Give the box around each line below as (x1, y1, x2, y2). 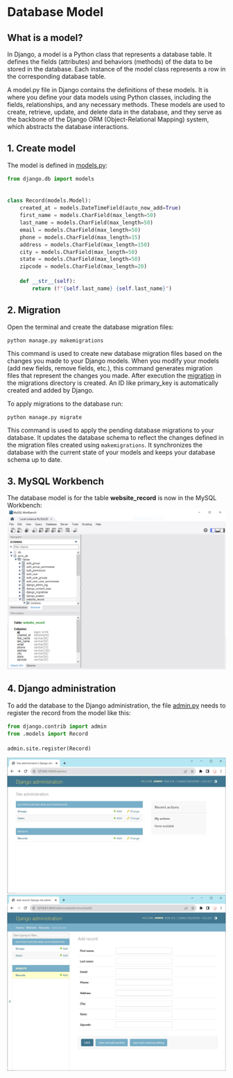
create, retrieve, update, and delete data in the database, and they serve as (7, 108, 222, 116)
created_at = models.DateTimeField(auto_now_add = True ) (19, 205, 182, 212)
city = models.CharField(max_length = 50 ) (19, 248, 138, 255)
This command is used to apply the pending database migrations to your (7, 426, 215, 434)
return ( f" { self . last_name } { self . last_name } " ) (32, 285, 172, 292)
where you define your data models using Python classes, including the (7, 93, 212, 101)
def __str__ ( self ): (19, 278, 76, 285)
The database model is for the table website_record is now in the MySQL (7, 494, 217, 502)
